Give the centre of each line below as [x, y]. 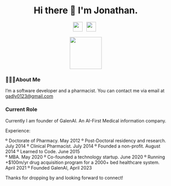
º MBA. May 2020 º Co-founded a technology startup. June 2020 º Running [85, 157]
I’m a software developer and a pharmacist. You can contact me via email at [85, 91]
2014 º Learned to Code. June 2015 [43, 151]
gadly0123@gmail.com [29, 96]
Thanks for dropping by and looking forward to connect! [64, 178]
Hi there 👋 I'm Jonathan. [86, 11]
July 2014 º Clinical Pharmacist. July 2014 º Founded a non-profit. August [83, 146]
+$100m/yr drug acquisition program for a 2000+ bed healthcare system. [82, 162]
